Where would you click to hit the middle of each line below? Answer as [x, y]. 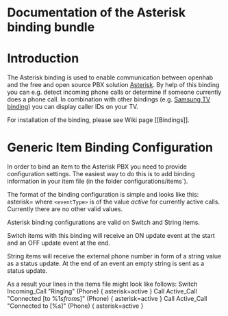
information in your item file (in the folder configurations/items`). [98, 181]
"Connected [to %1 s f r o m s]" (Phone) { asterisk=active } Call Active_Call [107, 299]
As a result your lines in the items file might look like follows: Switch [102, 284]
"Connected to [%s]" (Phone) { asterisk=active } [75, 306]
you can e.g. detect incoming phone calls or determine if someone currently [114, 92]
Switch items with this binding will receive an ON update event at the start [111, 236]
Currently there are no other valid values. [65, 209]
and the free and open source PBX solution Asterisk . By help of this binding [113, 85]
